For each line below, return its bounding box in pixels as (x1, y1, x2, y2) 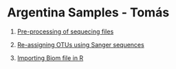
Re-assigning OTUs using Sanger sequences (16, 40, 144, 49)
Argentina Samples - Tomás (7, 5, 170, 20)
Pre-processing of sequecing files (16, 27, 114, 36)
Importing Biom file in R (16, 53, 84, 62)
